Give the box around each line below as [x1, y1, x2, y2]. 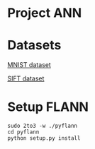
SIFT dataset [7, 74, 45, 83]
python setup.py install [7, 135, 81, 142]
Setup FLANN [7, 99, 89, 115]
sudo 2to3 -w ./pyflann [7, 122, 78, 130]
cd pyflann [7, 129, 40, 136]
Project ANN [7, 5, 82, 21]
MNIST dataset [7, 61, 51, 69]
